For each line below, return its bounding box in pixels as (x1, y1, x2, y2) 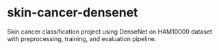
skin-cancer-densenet (7, 5, 138, 21)
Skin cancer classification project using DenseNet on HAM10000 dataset (7, 27, 213, 36)
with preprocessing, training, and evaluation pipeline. (7, 34, 157, 42)
